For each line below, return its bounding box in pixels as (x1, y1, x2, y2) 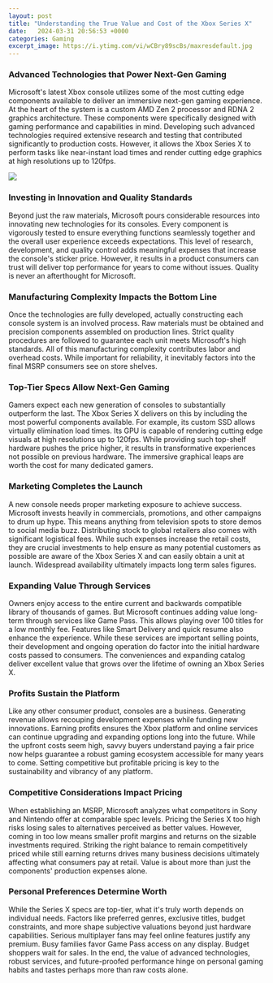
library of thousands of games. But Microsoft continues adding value (8, 607, 238, 617)
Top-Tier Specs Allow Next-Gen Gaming (8, 381, 170, 392)
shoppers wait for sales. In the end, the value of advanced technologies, (8, 947, 250, 957)
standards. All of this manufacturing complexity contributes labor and (8, 344, 241, 354)
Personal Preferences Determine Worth (8, 886, 167, 898)
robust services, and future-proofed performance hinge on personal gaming (8, 956, 264, 966)
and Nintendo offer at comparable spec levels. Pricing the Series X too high (8, 814, 261, 824)
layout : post (8, 11, 53, 20)
